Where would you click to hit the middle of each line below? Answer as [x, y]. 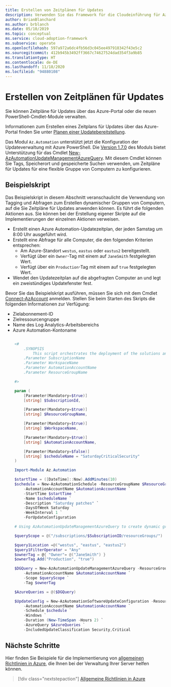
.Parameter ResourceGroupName [55, 372]
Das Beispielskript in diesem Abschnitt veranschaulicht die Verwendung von [85, 197]
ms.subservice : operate [31, 43]
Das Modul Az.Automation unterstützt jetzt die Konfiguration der [72, 141]
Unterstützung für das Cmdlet [36, 152]
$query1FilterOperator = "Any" [48, 550]
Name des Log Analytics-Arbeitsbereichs [56, 324]
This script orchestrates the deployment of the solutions [96, 353]
